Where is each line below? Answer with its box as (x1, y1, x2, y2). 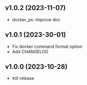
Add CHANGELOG (12, 48, 48, 55)
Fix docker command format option (12, 43, 83, 49)
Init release (12, 75, 35, 81)
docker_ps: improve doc (12, 16, 60, 22)
